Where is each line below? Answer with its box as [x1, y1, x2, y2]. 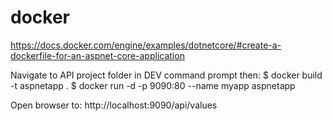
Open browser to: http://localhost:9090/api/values [10, 99, 218, 111]
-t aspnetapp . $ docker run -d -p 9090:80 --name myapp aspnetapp [10, 79, 296, 91]
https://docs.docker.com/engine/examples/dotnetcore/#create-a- [10, 39, 282, 51]
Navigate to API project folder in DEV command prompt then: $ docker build [10, 69, 323, 81]
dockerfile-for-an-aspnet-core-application [10, 49, 185, 61]
